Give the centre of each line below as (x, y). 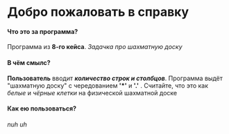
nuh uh (17, 124)
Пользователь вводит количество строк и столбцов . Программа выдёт (115, 78)
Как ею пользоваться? (42, 108)
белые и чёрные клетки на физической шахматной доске (92, 93)
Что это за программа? (43, 31)
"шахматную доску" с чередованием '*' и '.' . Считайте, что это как (108, 85)
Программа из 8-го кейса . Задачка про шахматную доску (95, 47)
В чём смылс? (29, 62)
